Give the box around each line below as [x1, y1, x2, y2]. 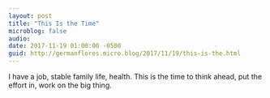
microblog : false [8, 27, 67, 35]
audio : [8, 34, 31, 43]
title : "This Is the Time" [8, 19, 100, 28]
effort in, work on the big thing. [8, 80, 112, 90]
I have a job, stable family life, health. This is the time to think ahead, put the [8, 72, 262, 81]
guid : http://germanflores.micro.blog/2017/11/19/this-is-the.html [8, 49, 242, 58]
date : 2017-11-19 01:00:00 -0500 [8, 42, 122, 50]
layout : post [8, 11, 53, 20]
